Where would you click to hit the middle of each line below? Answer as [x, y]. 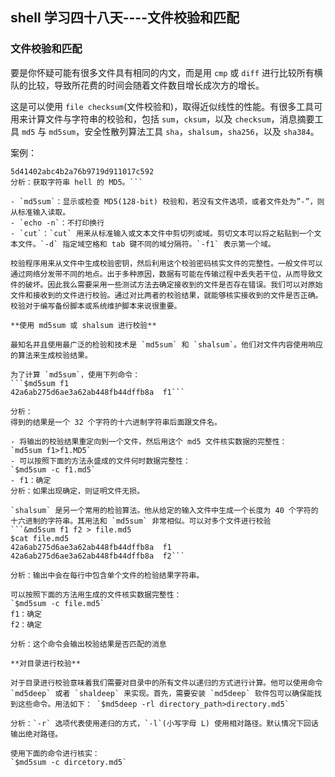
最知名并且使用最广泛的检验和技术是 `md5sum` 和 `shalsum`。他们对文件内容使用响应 [166, 344]
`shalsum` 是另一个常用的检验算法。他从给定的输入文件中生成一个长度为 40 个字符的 [164, 510]
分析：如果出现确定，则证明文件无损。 [77, 491]
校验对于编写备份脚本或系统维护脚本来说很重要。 [96, 306]
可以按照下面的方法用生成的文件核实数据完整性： [96, 594]
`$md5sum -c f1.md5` [53, 469]
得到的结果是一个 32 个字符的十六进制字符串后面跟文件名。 [116, 422]
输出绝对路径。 [36, 734]
